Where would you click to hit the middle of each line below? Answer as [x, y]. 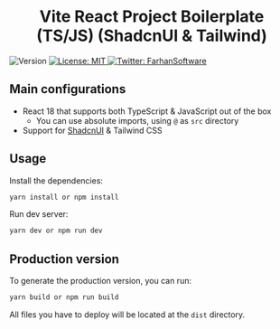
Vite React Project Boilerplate [152, 17]
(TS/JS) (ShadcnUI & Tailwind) [152, 36]
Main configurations [68, 89]
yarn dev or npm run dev [56, 231]
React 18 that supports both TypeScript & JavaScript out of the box [147, 111]
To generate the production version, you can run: [101, 281]
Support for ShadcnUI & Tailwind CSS [92, 130]
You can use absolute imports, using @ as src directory [137, 120]
